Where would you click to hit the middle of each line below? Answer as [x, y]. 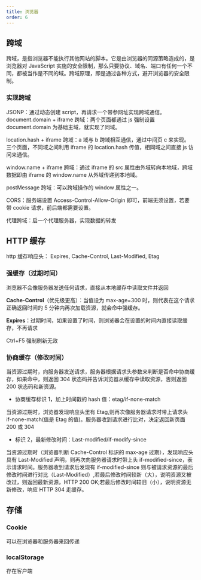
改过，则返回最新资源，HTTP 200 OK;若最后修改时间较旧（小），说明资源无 [99, 482]
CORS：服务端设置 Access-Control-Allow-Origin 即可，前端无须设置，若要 [98, 200]
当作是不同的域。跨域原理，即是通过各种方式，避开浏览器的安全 [105, 73]
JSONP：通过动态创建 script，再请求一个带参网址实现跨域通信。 [86, 112]
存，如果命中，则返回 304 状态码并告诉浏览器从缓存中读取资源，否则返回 [97, 379]
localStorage [25, 557]
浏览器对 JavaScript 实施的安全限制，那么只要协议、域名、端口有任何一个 [97, 66]
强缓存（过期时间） [34, 274]
